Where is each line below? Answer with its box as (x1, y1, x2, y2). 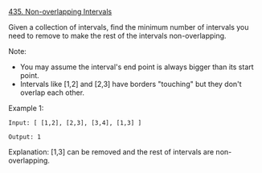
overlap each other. (19, 88, 85, 97)
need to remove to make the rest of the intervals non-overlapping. (8, 31, 227, 40)
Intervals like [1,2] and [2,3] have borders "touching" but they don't (19, 80, 243, 89)
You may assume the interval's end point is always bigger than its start (19, 62, 255, 72)
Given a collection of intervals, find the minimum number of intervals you (8, 23, 249, 31)
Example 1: (8, 104, 44, 113)
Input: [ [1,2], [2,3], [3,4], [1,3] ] (8, 119, 142, 127)
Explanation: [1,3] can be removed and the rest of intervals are (8, 147, 215, 156)
